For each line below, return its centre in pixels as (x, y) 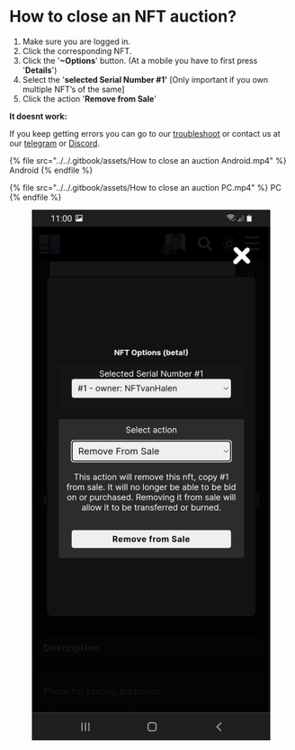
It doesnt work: (38, 116)
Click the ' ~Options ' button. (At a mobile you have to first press (140, 60)
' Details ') (40, 70)
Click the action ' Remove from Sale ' (89, 98)
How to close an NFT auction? (123, 17)
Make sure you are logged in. (76, 41)
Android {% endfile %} (51, 170)
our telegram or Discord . (55, 143)
